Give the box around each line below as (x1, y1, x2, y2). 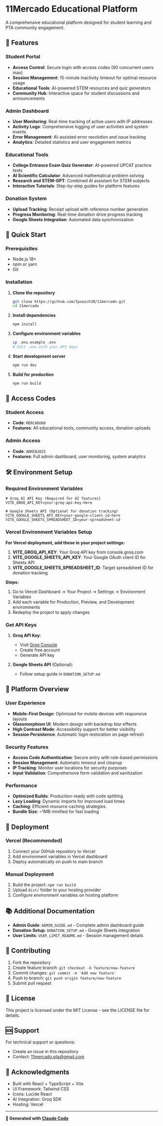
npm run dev (12, 363, 37, 367)
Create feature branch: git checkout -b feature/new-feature (12, 965, 135, 970)
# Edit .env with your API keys (12, 345, 78, 349)
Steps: (5, 579, 19, 585)
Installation (5, 278, 33, 285)
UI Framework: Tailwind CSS (12, 1086, 70, 1092)
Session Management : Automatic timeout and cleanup (12, 760, 122, 765)
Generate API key (19, 652, 55, 658)
